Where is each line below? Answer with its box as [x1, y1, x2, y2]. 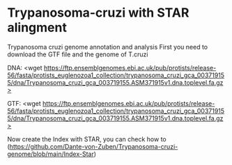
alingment [7, 19, 68, 36]
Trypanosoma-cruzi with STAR [7, 5, 190, 21]
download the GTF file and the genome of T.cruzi [7, 50, 148, 58]
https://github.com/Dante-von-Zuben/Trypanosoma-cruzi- [9, 142, 178, 150]
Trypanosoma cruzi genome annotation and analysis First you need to [7, 42, 208, 51]
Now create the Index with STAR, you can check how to [7, 134, 167, 143]
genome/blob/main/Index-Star [7, 150, 94, 158]
